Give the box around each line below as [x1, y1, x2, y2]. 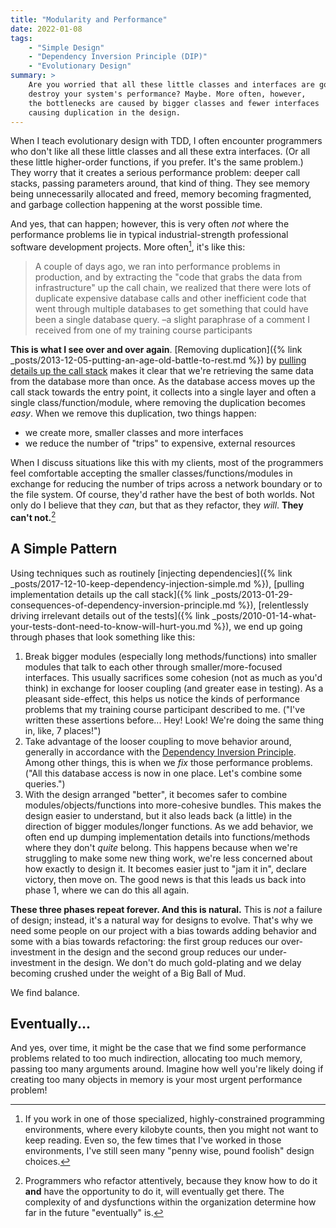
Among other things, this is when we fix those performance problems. [24, 756, 313, 768]
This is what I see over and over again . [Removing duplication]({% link [10, 344, 303, 356]
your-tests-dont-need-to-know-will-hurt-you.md [10, 620, 212, 632]
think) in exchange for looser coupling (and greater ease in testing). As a [24, 682, 324, 694]
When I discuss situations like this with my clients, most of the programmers [10, 457, 324, 469]
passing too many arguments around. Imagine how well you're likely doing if [10, 1063, 324, 1075]
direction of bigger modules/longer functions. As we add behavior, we [24, 820, 314, 832]
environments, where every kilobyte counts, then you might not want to [24, 1124, 319, 1136]
